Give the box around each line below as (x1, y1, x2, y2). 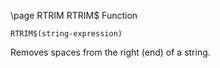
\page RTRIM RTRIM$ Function (10, 10, 138, 21)
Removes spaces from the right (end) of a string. (10, 46, 211, 58)
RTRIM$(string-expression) (10, 29, 123, 39)
